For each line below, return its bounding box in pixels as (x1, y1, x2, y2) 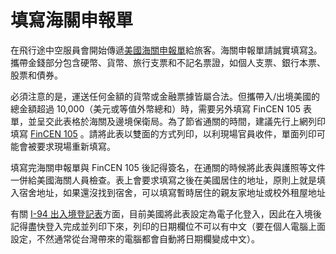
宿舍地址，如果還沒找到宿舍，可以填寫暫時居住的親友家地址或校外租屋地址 (18, 186, 326, 198)
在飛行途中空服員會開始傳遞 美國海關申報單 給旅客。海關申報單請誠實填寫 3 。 (10, 44, 323, 56)
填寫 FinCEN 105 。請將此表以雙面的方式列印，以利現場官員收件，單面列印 (10, 127, 317, 140)
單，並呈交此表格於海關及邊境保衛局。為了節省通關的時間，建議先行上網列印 (10, 115, 326, 127)
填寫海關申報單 (10, 9, 134, 32)
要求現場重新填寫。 (36, 140, 116, 152)
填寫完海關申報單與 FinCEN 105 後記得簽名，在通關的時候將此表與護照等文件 (10, 161, 326, 173)
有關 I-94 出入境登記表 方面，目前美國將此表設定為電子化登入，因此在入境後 (10, 207, 322, 220)
